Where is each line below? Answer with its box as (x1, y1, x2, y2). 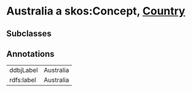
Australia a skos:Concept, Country (6, 4, 186, 18)
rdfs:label (9, 76, 37, 84)
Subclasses (6, 28, 52, 39)
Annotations (6, 48, 55, 59)
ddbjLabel (9, 66, 38, 74)
